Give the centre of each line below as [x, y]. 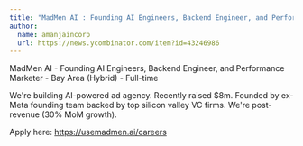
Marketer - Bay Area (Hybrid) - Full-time [84, 78]
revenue [25, 114]
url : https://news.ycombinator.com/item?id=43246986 [119, 43]
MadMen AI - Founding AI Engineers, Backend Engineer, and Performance [147, 68]
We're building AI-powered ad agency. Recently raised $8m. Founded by [144, 96]
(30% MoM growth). [79, 114]
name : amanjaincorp [54, 34]
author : [24, 26]
